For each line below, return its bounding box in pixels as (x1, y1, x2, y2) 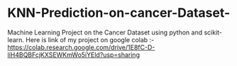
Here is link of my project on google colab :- (26, 35, 155, 44)
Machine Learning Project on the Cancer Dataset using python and (7, 28, 203, 37)
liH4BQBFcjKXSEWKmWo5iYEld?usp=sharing (7, 51, 140, 59)
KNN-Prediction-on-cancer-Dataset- (7, 5, 231, 21)
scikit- (204, 28, 222, 37)
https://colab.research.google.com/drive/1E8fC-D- (7, 43, 155, 51)
